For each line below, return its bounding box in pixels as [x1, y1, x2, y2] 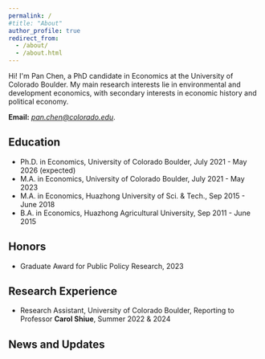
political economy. [8, 97, 69, 106]
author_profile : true [8, 27, 81, 35]
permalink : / [8, 11, 52, 20]
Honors [8, 240, 47, 254]
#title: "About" [8, 19, 63, 27]
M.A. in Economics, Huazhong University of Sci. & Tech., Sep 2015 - [19, 190, 246, 201]
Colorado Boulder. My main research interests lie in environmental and [8, 80, 241, 89]
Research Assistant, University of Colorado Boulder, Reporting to [19, 306, 234, 316]
